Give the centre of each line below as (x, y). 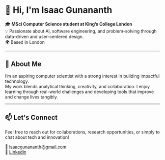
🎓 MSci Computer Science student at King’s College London (69, 24)
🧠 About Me (23, 64)
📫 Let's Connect (31, 118)
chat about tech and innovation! (37, 137)
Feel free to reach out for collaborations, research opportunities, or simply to (82, 132)
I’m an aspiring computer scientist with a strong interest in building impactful (82, 76)
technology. (17, 81)
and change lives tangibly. (31, 97)
